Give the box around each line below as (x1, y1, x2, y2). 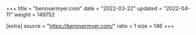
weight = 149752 (14, 11, 55, 18)
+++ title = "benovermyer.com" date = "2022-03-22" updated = (6, 5, 163, 12)
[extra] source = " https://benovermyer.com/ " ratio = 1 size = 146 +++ (6, 23, 175, 29)
